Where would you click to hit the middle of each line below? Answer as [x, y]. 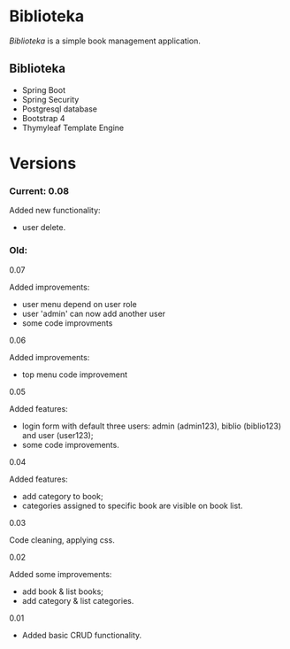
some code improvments [67, 323]
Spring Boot [44, 89]
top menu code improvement [75, 375]
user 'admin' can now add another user [94, 313]
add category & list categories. [78, 600]
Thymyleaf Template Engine [73, 127]
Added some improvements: [61, 574]
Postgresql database [60, 109]
